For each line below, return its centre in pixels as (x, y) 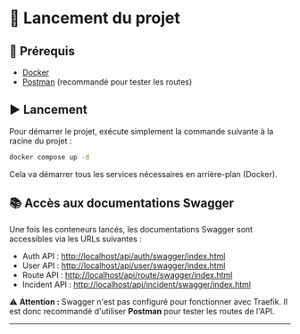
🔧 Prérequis (42, 51)
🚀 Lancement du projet (95, 18)
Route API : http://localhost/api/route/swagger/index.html (127, 274)
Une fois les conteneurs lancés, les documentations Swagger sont (131, 229)
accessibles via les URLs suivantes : (76, 239)
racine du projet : (41, 141)
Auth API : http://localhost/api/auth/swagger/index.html (124, 256)
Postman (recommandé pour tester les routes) (107, 82)
